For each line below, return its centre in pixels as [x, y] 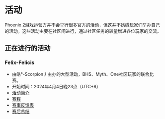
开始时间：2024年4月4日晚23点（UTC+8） [56, 86]
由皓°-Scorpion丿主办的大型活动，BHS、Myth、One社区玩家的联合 [81, 74]
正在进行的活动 [28, 48]
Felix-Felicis [20, 62]
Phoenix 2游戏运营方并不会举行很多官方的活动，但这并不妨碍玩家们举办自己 [82, 25]
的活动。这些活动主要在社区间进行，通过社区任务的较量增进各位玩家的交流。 [83, 31]
